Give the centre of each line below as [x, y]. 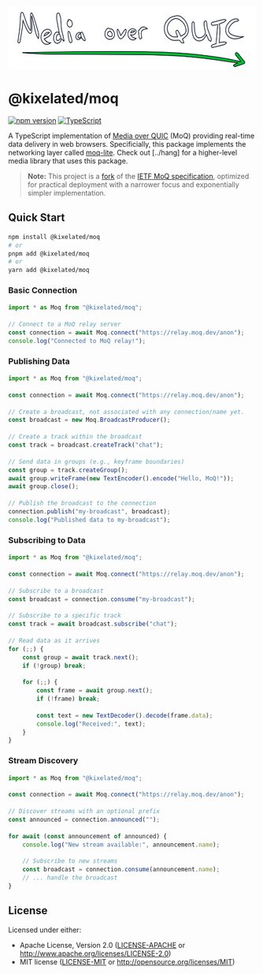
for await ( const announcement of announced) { [88, 836]
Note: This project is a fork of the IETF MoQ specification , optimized [138, 176]
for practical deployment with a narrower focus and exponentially [133, 185]
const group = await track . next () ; [81, 657]
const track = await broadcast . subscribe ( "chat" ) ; [93, 624]
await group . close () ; [44, 487]
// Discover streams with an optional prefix [84, 812]
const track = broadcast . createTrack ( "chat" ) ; [86, 445]
